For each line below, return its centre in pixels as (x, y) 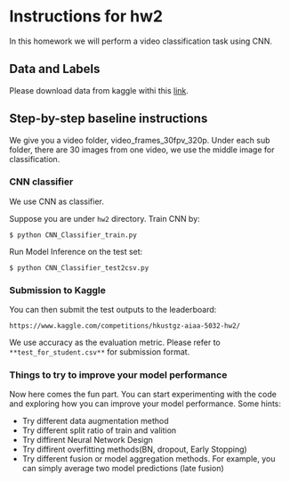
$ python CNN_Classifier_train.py (73, 235)
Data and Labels (55, 69)
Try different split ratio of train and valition (99, 430)
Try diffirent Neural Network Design (88, 440)
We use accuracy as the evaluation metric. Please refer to (115, 343)
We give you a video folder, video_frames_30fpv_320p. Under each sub (140, 140)
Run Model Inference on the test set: (76, 251)
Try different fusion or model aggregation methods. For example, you (149, 459)
